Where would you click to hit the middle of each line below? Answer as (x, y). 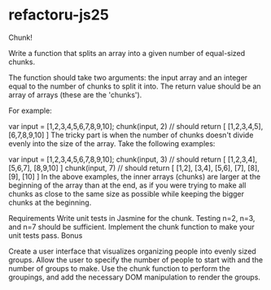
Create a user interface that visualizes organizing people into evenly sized (132, 251)
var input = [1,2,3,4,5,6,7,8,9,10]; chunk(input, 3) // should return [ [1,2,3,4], (133, 159)
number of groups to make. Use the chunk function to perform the (119, 268)
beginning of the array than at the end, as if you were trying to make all (127, 185)
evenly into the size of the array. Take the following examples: (112, 143)
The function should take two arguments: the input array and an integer (128, 77)
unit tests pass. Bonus (46, 235)
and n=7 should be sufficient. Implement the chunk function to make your (131, 227)
